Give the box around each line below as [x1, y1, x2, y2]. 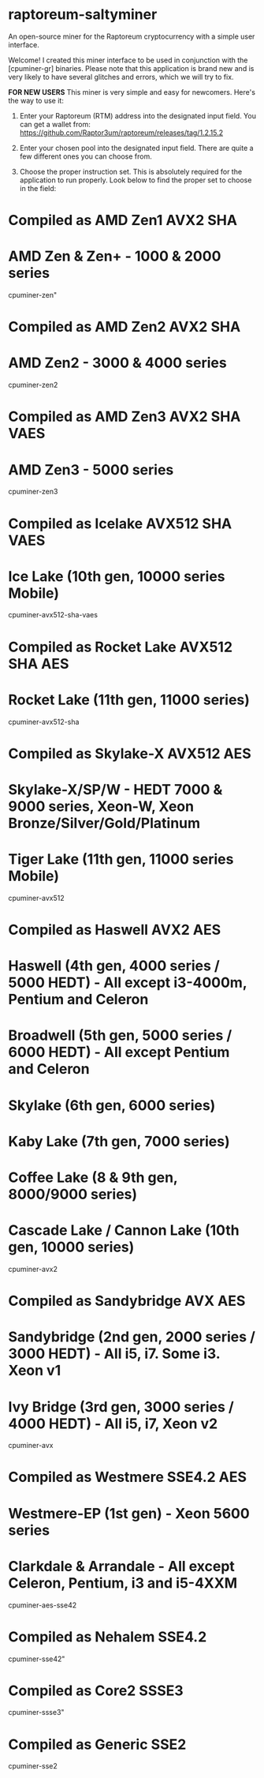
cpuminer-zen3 [8, 487, 58, 497]
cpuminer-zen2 [8, 381, 58, 390]
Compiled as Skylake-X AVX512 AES [8, 745, 252, 763]
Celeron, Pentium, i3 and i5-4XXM [8, 1574, 238, 1592]
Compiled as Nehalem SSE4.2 [8, 1628, 207, 1645]
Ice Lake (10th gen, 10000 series [8, 567, 226, 585]
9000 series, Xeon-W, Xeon [8, 797, 195, 815]
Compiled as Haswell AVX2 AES [8, 921, 221, 939]
